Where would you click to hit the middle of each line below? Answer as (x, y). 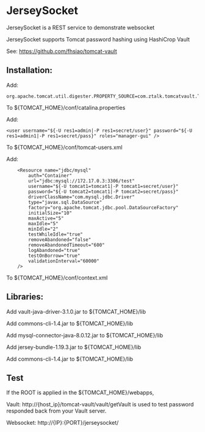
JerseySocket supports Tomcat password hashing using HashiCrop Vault (98, 39)
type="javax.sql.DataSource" (65, 202)
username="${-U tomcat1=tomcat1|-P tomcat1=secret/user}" (103, 186)
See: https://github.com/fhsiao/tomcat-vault (62, 51)
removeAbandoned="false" (60, 239)
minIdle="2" (44, 229)
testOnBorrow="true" (54, 256)
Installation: (30, 70)
